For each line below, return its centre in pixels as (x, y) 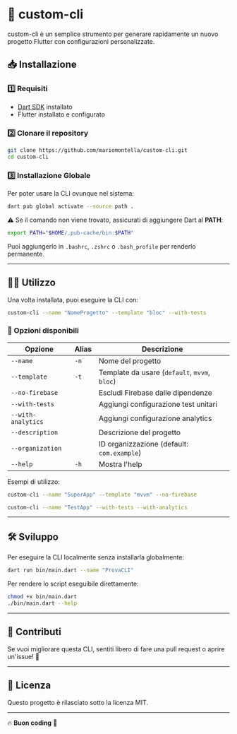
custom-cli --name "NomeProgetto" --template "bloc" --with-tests (107, 313)
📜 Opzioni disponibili (43, 331)
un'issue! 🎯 (24, 656)
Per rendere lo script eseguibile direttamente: (73, 584)
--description (35, 432)
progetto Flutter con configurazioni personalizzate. (81, 41)
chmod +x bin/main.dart (42, 597)
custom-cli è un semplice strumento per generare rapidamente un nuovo (113, 34)
